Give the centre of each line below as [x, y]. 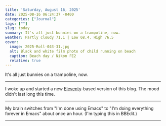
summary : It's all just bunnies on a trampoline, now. [63, 33]
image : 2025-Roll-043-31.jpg [40, 47]
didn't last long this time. [30, 94]
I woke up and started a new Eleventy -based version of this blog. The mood [82, 89]
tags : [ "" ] [16, 24]
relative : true [25, 61]
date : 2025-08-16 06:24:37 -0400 [40, 14]
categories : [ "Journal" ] [31, 19]
